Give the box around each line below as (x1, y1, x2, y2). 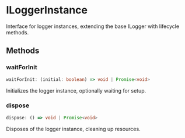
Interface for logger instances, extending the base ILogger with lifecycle (6, 23, 180, 30)
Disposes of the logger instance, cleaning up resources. (6, 125, 141, 132)
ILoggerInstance (6, 3, 88, 17)
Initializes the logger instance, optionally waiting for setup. (6, 87, 146, 94)
